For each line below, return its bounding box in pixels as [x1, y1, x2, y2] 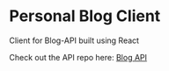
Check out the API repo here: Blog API [9, 52, 148, 62]
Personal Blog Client [9, 6, 161, 26]
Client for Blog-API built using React [9, 35, 139, 46]
